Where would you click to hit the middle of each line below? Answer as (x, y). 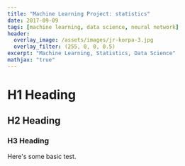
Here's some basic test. (42, 156)
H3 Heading (28, 141)
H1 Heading (42, 94)
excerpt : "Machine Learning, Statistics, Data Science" (91, 54)
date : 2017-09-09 (33, 20)
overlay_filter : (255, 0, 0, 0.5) (65, 47)
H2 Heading (34, 121)
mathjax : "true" (31, 60)
